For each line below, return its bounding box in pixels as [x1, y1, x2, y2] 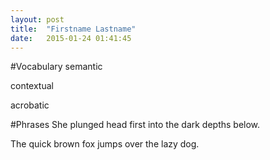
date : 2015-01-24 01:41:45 [10, 33, 132, 43]
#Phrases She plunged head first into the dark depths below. [10, 119, 261, 131]
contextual [10, 80, 54, 92]
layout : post [10, 14, 65, 25]
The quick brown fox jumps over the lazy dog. [10, 138, 200, 150]
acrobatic [10, 99, 50, 111]
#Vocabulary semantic [10, 61, 103, 73]
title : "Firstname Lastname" [10, 24, 137, 34]
